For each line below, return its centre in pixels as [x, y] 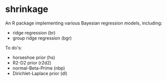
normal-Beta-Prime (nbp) [39, 68]
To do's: [14, 47]
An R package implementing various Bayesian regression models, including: [84, 23]
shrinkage [27, 9]
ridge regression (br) [34, 32]
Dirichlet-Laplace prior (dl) [40, 73]
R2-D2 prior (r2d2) [32, 62]
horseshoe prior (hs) [34, 57]
